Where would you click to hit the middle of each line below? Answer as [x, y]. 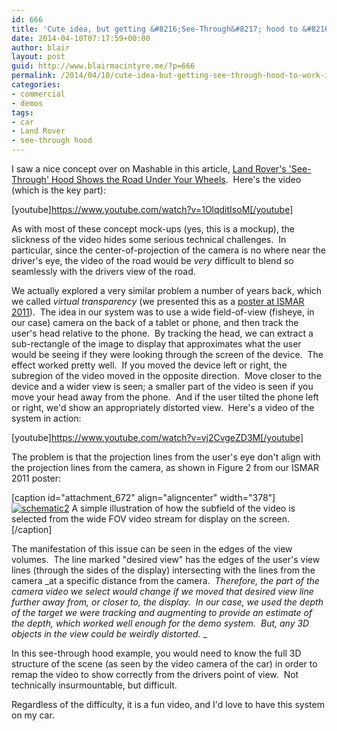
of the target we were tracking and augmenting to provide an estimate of [162, 612]
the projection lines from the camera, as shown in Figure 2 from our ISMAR [165, 467]
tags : [22, 112]
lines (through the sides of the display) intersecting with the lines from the [163, 570]
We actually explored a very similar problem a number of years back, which [167, 290]
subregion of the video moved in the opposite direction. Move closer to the [166, 375]
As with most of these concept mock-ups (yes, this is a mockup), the [153, 229]
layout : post [38, 57]
